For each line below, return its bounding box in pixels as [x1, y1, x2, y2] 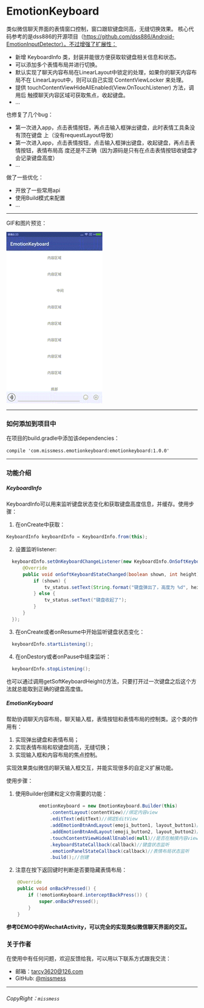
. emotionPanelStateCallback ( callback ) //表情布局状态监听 [49, 848, 189, 854]
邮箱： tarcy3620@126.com [15, 967, 84, 975]
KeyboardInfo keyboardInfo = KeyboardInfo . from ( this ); [6, 534, 148, 540]
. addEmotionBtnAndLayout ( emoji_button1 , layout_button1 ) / [49, 822, 200, 829]
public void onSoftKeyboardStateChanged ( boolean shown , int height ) [22, 571, 200, 577]
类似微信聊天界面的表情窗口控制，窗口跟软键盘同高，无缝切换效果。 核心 [6, 25, 189, 32]
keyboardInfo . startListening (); [12, 641, 94, 647]
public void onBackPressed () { [17, 886, 97, 892]
